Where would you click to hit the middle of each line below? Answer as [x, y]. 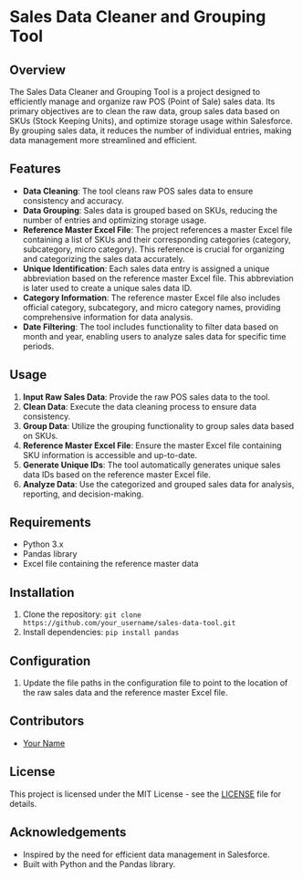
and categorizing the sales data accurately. [104, 258]
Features [35, 169]
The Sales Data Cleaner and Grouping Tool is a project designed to [135, 92]
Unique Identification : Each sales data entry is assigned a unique [146, 268]
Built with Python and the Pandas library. [99, 863]
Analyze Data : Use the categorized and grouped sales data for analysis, [158, 484]
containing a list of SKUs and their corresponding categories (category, [157, 239]
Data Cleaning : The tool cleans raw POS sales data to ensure [138, 191]
